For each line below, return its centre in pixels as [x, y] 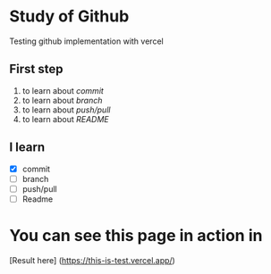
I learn [27, 148]
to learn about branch [62, 100]
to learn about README [65, 119]
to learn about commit [63, 90]
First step [36, 69]
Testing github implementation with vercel [86, 41]
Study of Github [69, 17]
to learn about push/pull [66, 110]
